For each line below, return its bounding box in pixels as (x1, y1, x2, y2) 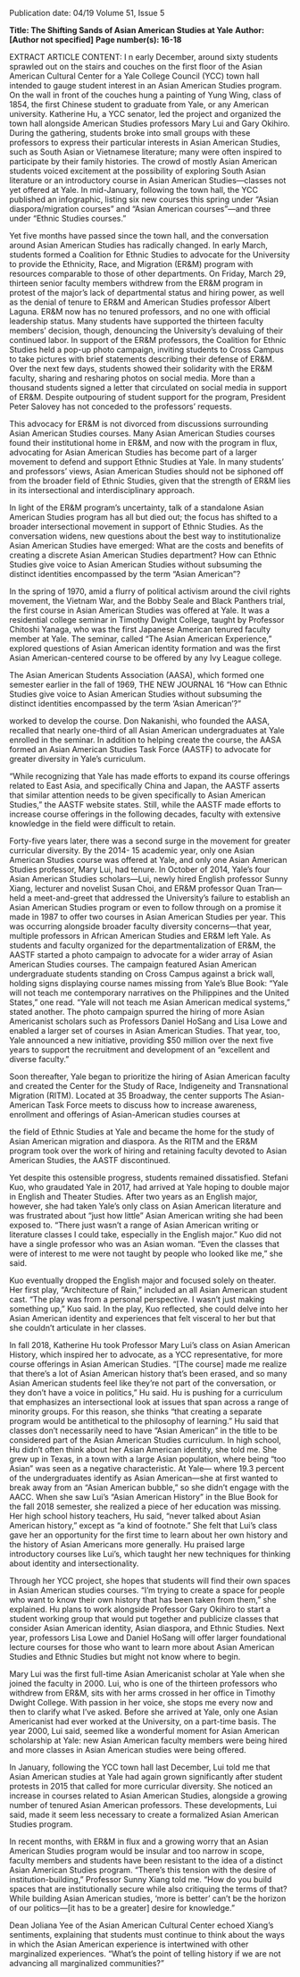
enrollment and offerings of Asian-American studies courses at (9, 1110, 241, 1119)
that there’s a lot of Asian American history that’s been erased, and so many (9, 1369, 287, 1378)
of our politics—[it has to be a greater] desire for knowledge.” (9, 1903, 235, 1913)
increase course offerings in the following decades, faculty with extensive (9, 808, 281, 819)
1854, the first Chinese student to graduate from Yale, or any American (9, 99, 270, 110)
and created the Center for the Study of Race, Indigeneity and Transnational (9, 1081, 288, 1091)
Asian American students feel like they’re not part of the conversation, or (9, 1378, 277, 1388)
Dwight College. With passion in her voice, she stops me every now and (9, 1697, 274, 1707)
